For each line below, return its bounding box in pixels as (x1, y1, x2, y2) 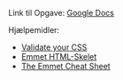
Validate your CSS (20, 42, 88, 52)
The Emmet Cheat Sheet (20, 61, 111, 71)
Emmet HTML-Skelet (20, 52, 97, 61)
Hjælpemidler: (8, 25, 59, 35)
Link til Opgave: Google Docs (8, 8, 114, 18)
